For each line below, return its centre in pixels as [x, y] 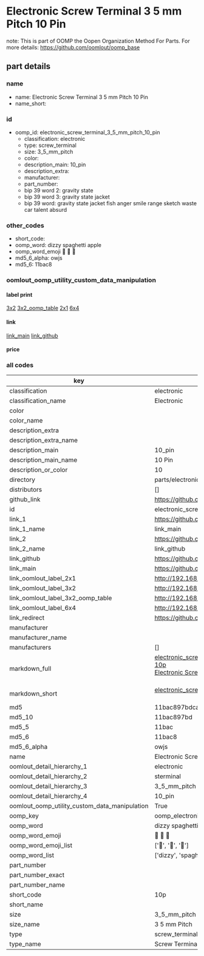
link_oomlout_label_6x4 [43, 608]
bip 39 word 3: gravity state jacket [67, 197]
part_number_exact [37, 875]
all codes [20, 365]
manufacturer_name [38, 637]
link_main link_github [32, 336]
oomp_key [24, 816]
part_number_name [37, 885]
